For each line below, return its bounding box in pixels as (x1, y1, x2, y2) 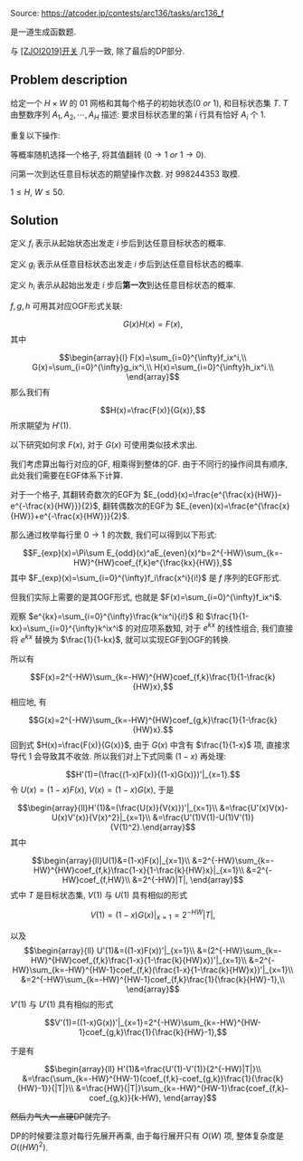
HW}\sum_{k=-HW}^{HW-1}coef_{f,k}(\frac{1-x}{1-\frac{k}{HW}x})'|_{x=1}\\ (12, 964, 294, 975)
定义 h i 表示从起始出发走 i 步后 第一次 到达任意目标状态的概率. (10, 280, 236, 293)
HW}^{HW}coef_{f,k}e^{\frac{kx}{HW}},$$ (72, 556, 233, 567)
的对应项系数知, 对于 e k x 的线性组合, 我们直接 (125, 621, 294, 634)
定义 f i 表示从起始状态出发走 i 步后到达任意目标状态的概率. (10, 237, 227, 251)
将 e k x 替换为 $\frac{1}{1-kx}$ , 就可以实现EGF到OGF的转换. (10, 633, 232, 645)
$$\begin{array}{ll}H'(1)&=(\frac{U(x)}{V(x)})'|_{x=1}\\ (17, 802, 218, 814)
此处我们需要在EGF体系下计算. (10, 469, 124, 480)
